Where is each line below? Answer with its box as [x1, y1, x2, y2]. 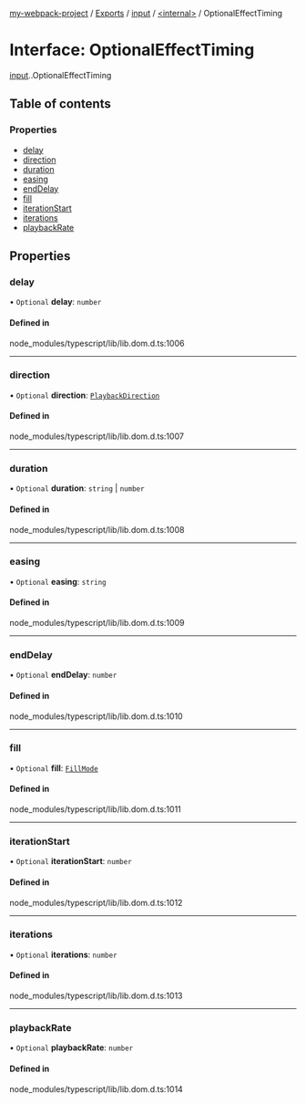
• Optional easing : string [9, 576, 107, 587]
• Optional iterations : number [9, 949, 117, 960]
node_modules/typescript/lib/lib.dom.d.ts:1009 [9, 618, 185, 629]
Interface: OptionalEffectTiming [9, 40, 255, 60]
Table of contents [9, 96, 111, 112]
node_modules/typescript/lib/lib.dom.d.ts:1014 [9, 1083, 184, 1094]
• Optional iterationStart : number [9, 856, 132, 867]
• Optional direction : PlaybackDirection [9, 390, 160, 401]
